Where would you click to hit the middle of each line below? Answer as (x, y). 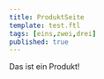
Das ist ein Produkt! (45, 67)
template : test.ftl (45, 25)
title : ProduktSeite (47, 17)
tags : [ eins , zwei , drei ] (53, 33)
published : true (39, 42)
